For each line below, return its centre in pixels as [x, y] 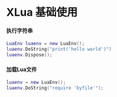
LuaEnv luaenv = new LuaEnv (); [46, 44]
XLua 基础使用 [42, 12]
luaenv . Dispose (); [29, 55]
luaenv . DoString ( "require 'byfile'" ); [55, 88]
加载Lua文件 [22, 69]
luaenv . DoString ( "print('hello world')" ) [59, 49]
